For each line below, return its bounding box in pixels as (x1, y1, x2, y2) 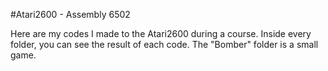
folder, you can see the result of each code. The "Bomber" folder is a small (10, 39, 319, 50)
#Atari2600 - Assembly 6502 (10, 9, 131, 20)
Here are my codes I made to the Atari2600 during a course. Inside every (10, 28, 312, 39)
